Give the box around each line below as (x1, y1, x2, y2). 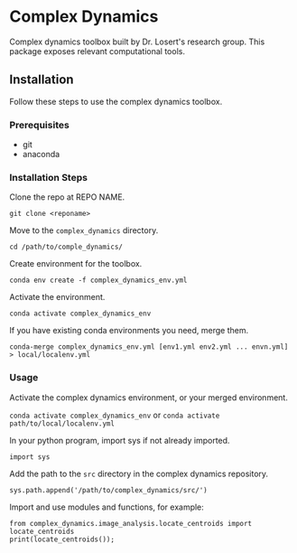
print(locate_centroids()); (9, 535, 116, 544)
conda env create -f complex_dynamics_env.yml (9, 276, 188, 286)
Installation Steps (9, 171, 88, 183)
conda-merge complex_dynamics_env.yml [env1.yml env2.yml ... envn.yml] (9, 342, 289, 351)
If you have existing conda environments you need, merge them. (9, 325, 249, 336)
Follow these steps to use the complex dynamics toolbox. (9, 96, 223, 107)
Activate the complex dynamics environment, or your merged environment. (9, 391, 289, 403)
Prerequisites (9, 118, 70, 131)
